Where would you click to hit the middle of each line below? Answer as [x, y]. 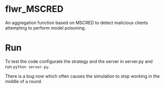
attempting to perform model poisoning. [46, 28]
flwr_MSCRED [34, 9]
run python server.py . [28, 66]
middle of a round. [24, 81]
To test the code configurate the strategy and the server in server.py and [79, 61]
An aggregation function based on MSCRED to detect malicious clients [77, 23]
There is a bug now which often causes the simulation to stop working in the [82, 76]
